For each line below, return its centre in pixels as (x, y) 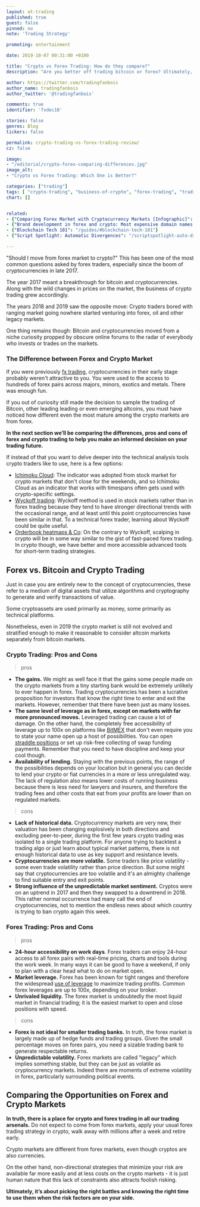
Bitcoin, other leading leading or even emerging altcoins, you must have (94, 409)
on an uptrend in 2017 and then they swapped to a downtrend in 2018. (100, 892)
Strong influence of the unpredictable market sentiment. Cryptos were (103, 886)
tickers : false (25, 132)
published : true (26, 17)
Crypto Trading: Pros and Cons (52, 654)
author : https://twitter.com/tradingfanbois (62, 82)
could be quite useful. (41, 526)
